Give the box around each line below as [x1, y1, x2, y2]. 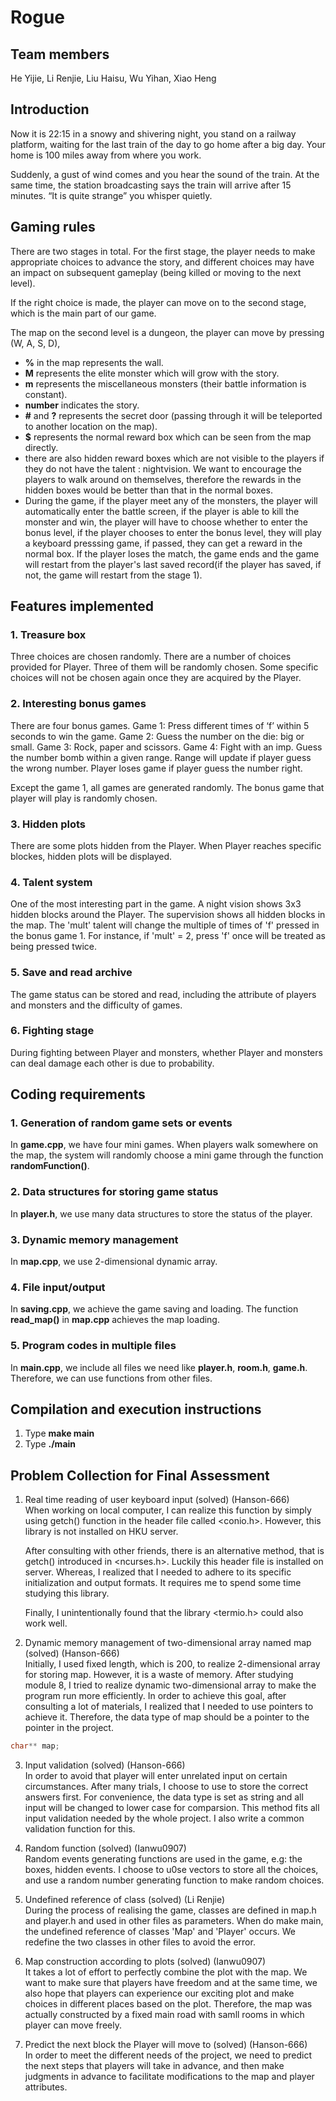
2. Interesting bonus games [10, 697, 147, 711]
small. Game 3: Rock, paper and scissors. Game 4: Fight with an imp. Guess [10, 741, 323, 753]
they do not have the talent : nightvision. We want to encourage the [24, 462, 302, 475]
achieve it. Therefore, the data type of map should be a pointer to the [24, 1711, 310, 1723]
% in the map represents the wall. [24, 356, 164, 368]
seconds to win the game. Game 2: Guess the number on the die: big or [10, 730, 305, 742]
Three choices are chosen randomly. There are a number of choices [10, 651, 292, 663]
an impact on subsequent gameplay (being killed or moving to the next [10, 266, 302, 278]
